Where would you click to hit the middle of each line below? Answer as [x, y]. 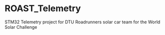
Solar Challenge [21, 27]
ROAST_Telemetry [43, 9]
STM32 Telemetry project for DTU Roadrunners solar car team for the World [82, 22]
